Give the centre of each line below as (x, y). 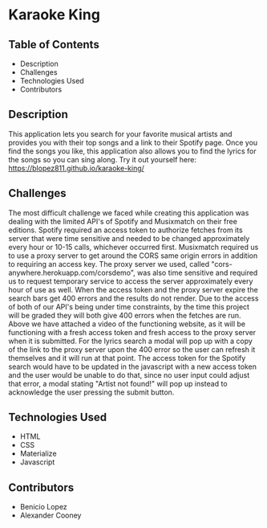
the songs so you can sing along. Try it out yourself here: (103, 159)
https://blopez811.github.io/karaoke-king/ (76, 168)
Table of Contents (54, 45)
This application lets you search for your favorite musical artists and (120, 133)
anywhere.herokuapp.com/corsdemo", (72, 272)
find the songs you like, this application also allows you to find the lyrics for (132, 151)
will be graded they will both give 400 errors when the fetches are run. (125, 315)
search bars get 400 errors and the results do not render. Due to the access (133, 298)
